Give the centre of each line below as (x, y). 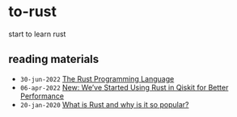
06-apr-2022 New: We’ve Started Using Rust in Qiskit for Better (124, 87)
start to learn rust (37, 34)
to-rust (33, 12)
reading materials (54, 59)
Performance (42, 96)
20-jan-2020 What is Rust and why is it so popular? (104, 104)
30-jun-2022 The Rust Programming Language (97, 78)
